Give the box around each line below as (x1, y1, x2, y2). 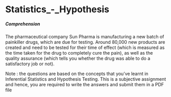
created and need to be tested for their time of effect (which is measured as (5, 44, 165, 51)
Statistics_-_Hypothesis (5, 4, 110, 15)
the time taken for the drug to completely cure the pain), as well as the (5, 50, 153, 56)
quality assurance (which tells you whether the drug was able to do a (5, 55, 151, 62)
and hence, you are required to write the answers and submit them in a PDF (5, 82, 164, 88)
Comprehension (5, 20, 40, 27)
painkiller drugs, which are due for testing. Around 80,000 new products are (5, 39, 165, 45)
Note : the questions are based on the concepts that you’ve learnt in (5, 70, 149, 77)
